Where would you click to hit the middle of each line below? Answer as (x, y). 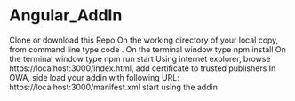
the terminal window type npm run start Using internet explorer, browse (140, 58)
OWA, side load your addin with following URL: (94, 77)
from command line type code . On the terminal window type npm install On (147, 49)
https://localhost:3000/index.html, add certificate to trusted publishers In (143, 68)
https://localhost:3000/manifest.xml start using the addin (113, 87)
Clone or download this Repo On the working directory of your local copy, (144, 40)
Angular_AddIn (66, 16)
